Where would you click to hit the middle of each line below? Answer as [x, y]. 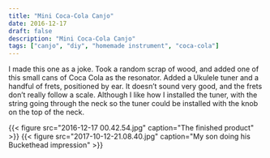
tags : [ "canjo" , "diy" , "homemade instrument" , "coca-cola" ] [114, 46]
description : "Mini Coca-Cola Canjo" [72, 38]
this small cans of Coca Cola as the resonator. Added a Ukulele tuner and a [134, 78]
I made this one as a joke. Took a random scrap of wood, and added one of [134, 69]
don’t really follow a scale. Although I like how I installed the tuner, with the [133, 95]
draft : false [30, 31]
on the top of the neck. [47, 112]
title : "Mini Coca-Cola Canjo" [61, 16]
